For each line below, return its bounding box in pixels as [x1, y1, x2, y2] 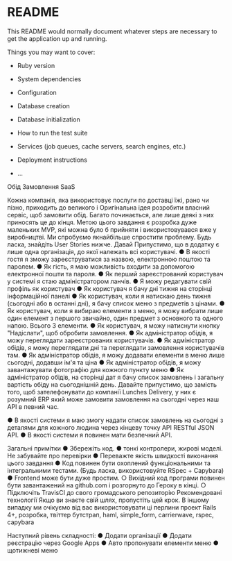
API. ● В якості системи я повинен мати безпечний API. [7, 430, 172, 439]
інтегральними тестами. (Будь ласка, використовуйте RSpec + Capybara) [7, 466, 224, 474]
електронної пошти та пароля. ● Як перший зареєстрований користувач [7, 269, 224, 278]
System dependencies [17, 74, 82, 83]
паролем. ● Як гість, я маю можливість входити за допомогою [7, 262, 195, 271]
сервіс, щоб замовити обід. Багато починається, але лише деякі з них [7, 210, 215, 219]
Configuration [17, 88, 57, 97]
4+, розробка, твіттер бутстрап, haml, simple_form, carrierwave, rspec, [7, 510, 215, 519]
